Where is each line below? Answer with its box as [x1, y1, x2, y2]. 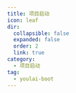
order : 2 [13, 43, 39, 50]
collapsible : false [13, 29, 70, 37]
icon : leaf [7, 17, 39, 24]
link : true [13, 50, 45, 57]
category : [7, 56, 36, 63]
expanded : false [13, 36, 60, 43]
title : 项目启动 [7, 10, 50, 17]
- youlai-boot [13, 75, 54, 83]
